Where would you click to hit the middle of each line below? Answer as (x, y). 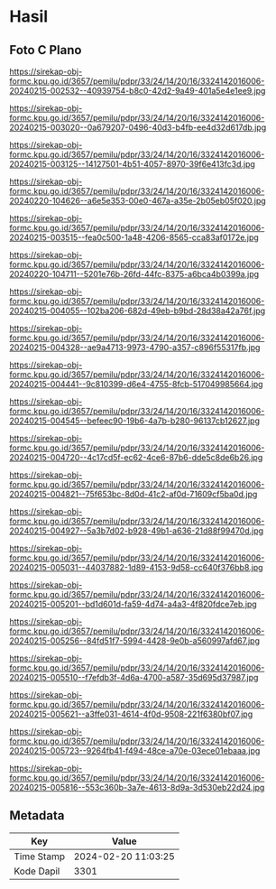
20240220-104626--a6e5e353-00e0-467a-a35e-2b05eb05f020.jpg (138, 201)
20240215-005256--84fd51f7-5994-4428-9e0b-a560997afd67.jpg (134, 641)
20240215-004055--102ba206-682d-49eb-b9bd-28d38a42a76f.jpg (138, 310)
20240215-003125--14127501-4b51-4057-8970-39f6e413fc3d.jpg (132, 164)
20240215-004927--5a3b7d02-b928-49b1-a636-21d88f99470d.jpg (137, 531)
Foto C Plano (46, 50)
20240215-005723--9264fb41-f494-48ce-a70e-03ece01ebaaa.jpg (135, 750)
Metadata (37, 815)
